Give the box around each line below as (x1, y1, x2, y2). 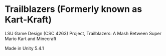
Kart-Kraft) (5, 14, 52, 25)
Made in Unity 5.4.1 (5, 45, 44, 51)
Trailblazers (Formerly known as (5, 3, 142, 15)
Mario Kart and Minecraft (5, 36, 57, 42)
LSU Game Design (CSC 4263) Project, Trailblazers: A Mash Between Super (5, 30, 161, 36)
